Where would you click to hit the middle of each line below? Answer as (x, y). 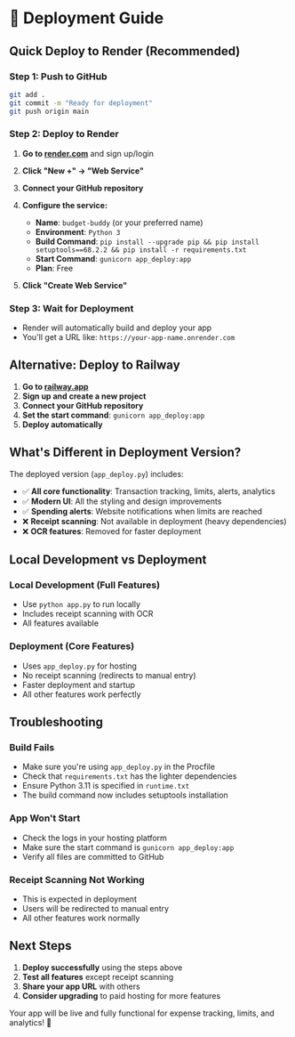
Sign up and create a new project (84, 396)
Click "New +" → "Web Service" (83, 170)
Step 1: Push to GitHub (59, 77)
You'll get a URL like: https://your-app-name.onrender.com (128, 337)
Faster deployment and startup (79, 685)
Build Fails (32, 748)
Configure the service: (65, 205)
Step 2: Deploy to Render (64, 134)
